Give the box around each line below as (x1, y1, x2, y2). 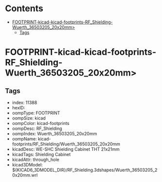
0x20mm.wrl (12, 172, 38, 178)
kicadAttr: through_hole (12, 157, 59, 162)
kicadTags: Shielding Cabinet (12, 151, 71, 157)
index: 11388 (12, 100, 37, 105)
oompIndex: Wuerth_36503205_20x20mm (12, 130, 97, 137)
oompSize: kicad (12, 115, 46, 121)
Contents (5, 3, 44, 14)
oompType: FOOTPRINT (12, 110, 60, 116)
